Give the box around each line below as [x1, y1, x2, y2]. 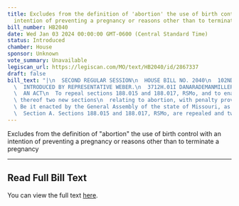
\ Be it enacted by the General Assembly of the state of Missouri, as [14, 103, 231, 110]
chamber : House [7, 43, 53, 51]
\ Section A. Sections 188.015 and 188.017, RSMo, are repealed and [14, 110, 224, 117]
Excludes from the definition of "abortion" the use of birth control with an [7, 129, 222, 138]
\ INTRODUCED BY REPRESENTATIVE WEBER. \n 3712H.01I [14, 83, 176, 91]
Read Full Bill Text [7, 172, 87, 184]
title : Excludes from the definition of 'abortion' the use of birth [7, 10, 218, 18]
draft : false [7, 70, 46, 77]
